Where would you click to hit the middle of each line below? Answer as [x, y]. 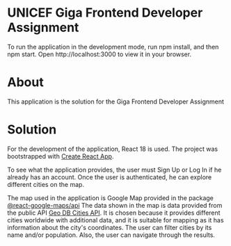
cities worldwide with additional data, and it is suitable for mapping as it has [115, 220]
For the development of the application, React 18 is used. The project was [112, 149]
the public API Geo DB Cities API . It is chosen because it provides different [114, 213]
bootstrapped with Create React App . [61, 156]
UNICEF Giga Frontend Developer [105, 13]
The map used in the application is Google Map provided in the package [111, 198]
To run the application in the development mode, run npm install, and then [113, 47]
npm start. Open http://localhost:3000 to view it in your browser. [99, 54]
